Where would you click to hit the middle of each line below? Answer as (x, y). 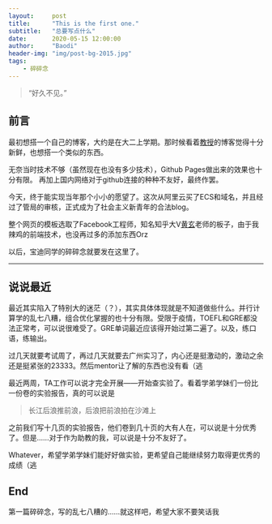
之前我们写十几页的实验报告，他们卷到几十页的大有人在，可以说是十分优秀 (132, 427)
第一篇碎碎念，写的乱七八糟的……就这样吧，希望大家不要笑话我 (114, 512)
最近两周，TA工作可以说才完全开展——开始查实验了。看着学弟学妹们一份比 (134, 383)
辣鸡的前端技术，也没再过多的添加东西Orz (78, 234)
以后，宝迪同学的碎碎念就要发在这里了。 (76, 251)
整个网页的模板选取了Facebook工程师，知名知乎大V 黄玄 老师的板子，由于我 (134, 224)
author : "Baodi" (43, 46)
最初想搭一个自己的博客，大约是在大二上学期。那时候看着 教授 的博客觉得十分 (136, 142)
